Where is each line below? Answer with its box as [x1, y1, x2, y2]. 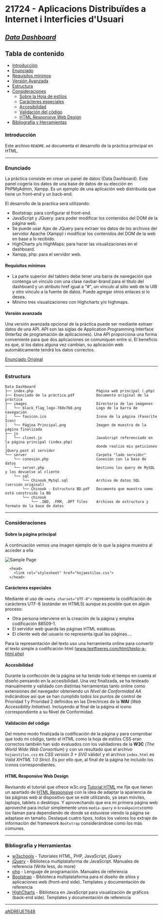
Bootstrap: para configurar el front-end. [12, 210, 92, 216]
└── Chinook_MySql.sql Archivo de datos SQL [22, 478, 140, 483]
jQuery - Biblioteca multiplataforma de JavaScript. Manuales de [12, 858, 139, 864]
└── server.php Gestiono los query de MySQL [14, 465, 155, 470]
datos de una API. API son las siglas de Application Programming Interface [5, 326, 154, 332]
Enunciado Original [5, 356, 43, 362]
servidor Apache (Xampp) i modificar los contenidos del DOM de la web [12, 230, 156, 237]
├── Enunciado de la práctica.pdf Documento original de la [5, 393, 149, 398]
